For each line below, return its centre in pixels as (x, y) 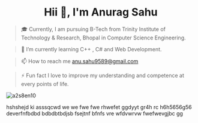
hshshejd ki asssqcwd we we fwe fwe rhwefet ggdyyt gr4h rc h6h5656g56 (99, 107)
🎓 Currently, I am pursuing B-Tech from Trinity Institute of (93, 29)
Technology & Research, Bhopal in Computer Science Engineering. (103, 38)
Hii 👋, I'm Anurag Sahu (101, 12)
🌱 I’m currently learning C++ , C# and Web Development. (91, 49)
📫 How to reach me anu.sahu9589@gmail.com (79, 61)
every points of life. (45, 84)
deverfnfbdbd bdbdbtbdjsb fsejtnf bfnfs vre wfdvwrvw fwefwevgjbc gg (94, 113)
